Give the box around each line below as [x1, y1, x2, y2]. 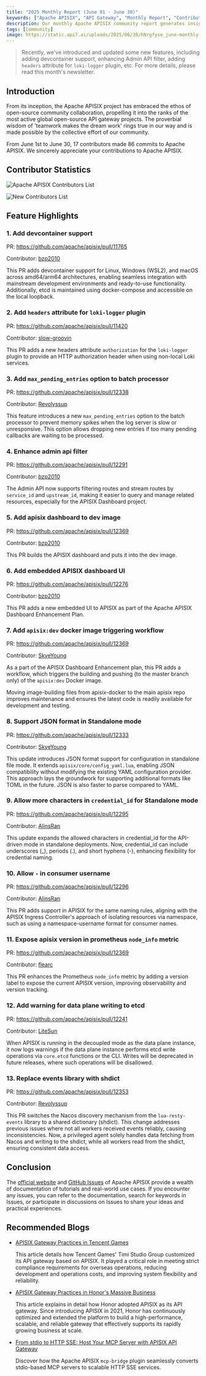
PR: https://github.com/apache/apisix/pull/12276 [6, 580, 129, 587]
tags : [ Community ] [6, 26, 53, 33]
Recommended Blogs [6, 1222, 90, 1233]
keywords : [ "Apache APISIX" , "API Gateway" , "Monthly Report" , [6, 15, 172, 21]
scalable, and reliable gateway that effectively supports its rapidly [15, 1320, 181, 1327]
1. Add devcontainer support [6, 229, 93, 238]
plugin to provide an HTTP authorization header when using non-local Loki [6, 353, 195, 360]
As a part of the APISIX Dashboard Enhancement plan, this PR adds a [6, 664, 181, 671]
